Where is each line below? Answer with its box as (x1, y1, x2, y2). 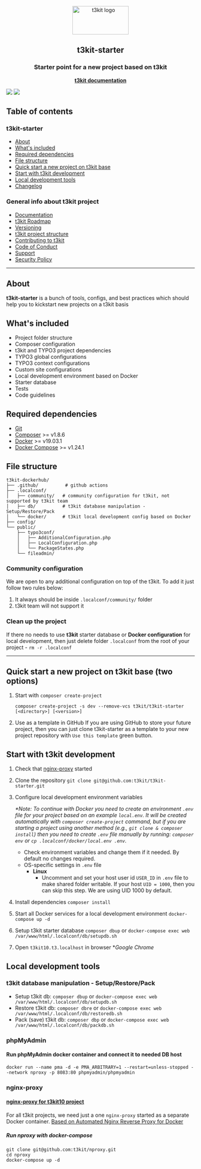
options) (6, 676, 39, 686)
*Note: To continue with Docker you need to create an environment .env (14, 805, 194, 812)
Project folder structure (14, 334, 73, 342)
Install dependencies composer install (14, 899, 111, 906)
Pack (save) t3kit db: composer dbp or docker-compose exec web (14, 1016, 169, 1023)
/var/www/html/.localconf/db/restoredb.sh (14, 1010, 123, 1017)
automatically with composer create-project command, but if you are (14, 818, 187, 825)
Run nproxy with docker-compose (6, 1131, 93, 1138)
